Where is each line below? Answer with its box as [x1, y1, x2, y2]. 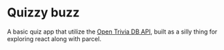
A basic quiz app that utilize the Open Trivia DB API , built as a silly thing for [7, 27, 218, 36]
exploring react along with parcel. [7, 34, 102, 42]
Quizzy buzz [7, 5, 80, 21]
